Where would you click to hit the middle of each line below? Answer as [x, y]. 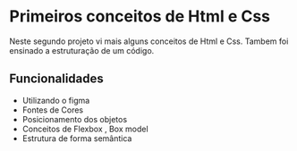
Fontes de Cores [52, 110]
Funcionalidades [57, 79]
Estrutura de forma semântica [77, 138]
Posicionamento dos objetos [75, 119]
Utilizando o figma [56, 100]
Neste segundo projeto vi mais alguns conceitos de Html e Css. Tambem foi [149, 41]
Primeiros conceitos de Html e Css [140, 17]
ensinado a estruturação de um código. [82, 50]
